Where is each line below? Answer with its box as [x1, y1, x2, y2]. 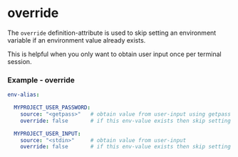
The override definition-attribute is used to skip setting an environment [7, 28, 217, 37]
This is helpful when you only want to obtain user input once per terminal [7, 50, 222, 58]
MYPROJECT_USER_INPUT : [14, 130, 81, 137]
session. [7, 57, 32, 65]
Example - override [7, 75, 75, 85]
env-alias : [7, 91, 40, 99]
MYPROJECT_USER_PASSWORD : [14, 104, 91, 112]
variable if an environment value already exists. [7, 36, 146, 44]
